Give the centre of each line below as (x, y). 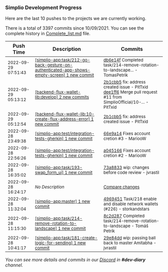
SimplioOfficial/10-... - (126, 102)
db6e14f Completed (123, 60)
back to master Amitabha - (130, 243)
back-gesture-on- (54, 65)
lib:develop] (46, 97)
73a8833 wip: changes (126, 168)
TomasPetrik (116, 75)
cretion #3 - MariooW (125, 139)
